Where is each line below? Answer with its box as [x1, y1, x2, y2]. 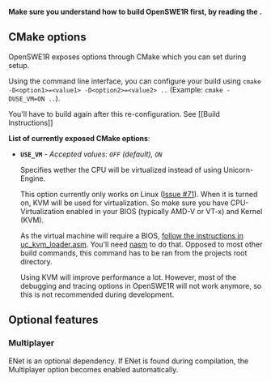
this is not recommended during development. [19, 290, 175, 299]
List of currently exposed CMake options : [8, 133, 150, 143]
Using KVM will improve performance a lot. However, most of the [19, 272, 237, 282]
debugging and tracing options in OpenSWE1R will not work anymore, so [19, 281, 262, 290]
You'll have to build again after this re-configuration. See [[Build [8, 109, 221, 118]
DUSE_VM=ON [8, 95, 45, 103]
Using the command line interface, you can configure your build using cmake [8, 76, 261, 86]
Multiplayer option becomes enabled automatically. [8, 364, 179, 374]
